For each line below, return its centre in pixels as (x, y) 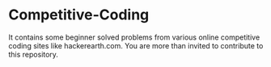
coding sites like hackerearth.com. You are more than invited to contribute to (136, 45)
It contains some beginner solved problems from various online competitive (134, 37)
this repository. (34, 54)
